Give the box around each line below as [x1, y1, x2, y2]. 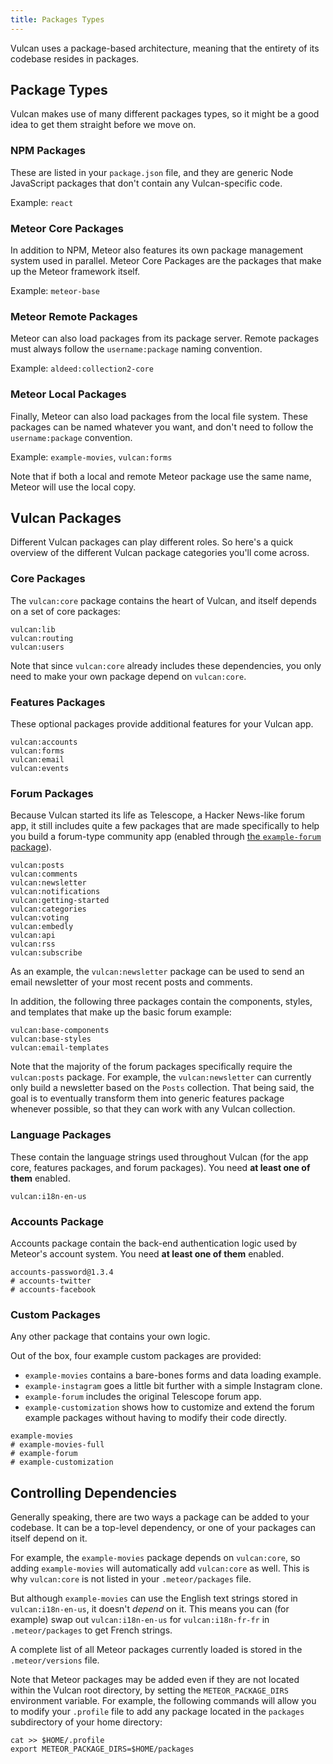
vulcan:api [10, 931, 56, 941]
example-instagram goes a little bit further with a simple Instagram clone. [24, 1380, 323, 1392]
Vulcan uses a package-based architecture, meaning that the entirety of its [10, 42, 320, 54]
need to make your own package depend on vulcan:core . [10, 670, 247, 682]
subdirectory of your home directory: [10, 1716, 163, 1728]
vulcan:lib [10, 624, 56, 635]
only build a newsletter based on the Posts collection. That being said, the [10, 1082, 315, 1094]
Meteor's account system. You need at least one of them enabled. [10, 1247, 285, 1260]
